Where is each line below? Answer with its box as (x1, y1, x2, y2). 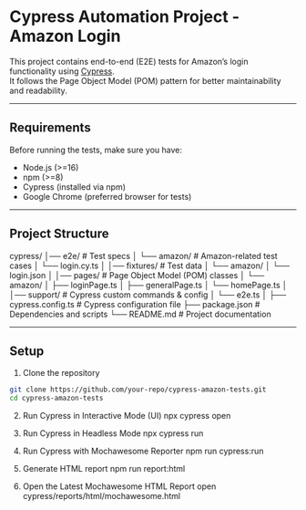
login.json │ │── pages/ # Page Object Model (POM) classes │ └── (9, 269, 265, 280)
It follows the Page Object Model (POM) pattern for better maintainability (9, 75, 281, 86)
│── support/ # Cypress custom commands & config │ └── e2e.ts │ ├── (9, 289, 287, 300)
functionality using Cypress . (9, 66, 116, 77)
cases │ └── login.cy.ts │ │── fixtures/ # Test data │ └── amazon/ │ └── (9, 260, 290, 271)
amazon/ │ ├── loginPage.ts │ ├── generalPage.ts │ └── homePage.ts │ (9, 279, 288, 290)
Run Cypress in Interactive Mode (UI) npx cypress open (22, 411, 231, 422)
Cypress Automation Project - (9, 6, 240, 27)
